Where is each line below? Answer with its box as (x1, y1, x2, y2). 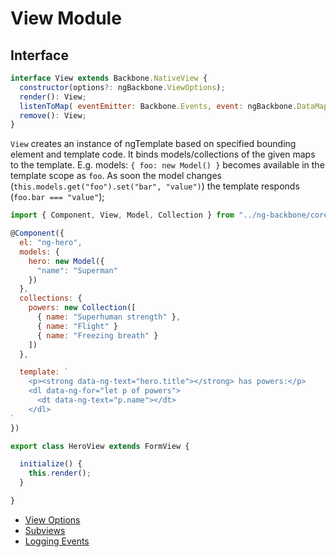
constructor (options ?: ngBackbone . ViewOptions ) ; (19, 82, 226, 92)
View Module (10, 7, 122, 30)
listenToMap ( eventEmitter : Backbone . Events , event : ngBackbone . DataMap (19, 101, 329, 111)
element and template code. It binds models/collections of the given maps (10, 148, 316, 161)
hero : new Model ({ (28, 256, 105, 266)
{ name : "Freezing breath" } (36, 330, 159, 341)
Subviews (24, 524, 66, 536)
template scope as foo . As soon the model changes (10, 170, 222, 182)
